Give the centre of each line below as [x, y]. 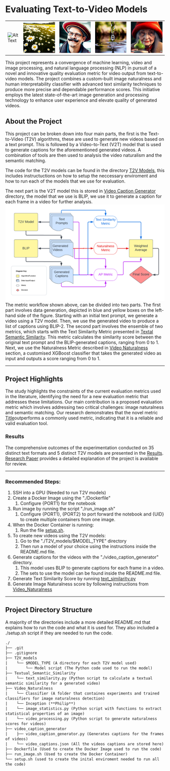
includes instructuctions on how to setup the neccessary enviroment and [81, 176]
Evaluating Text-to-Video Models [76, 9]
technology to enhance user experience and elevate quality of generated [81, 100]
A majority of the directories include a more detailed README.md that [78, 622]
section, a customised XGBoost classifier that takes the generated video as [83, 353]
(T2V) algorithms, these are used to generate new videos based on [94, 139]
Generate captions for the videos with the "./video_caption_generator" [86, 557]
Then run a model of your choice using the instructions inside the [88, 546]
